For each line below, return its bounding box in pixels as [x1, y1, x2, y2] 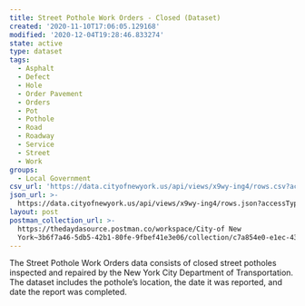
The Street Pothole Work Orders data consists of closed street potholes [9, 258, 277, 269]
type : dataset [9, 47, 64, 56]
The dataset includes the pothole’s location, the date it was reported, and [9, 277, 283, 288]
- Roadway [17, 132, 54, 141]
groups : [9, 165, 39, 174]
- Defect [17, 73, 51, 82]
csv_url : [9, 183, 43, 192]
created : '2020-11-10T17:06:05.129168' [9, 22, 161, 31]
